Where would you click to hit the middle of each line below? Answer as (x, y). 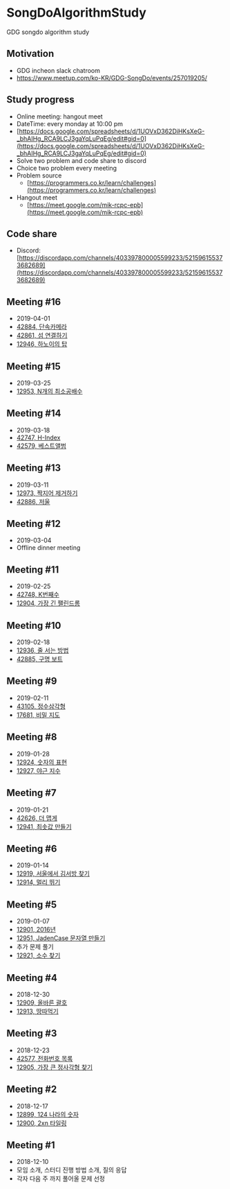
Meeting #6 (32, 848)
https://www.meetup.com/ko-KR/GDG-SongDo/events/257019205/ (112, 78)
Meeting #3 (32, 1033)
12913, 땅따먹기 (38, 1011)
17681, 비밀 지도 (38, 715)
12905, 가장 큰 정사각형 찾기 (55, 1067)
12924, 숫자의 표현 (41, 762)
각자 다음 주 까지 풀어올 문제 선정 (60, 1179)
